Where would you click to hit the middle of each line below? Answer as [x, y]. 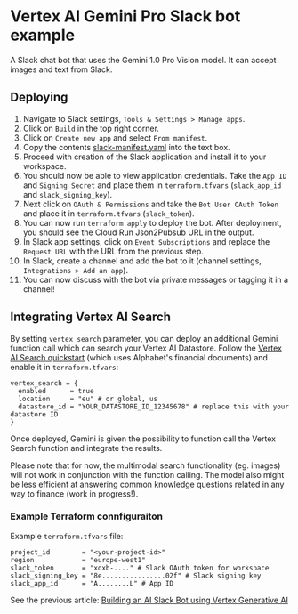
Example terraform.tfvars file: [67, 536]
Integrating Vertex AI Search [91, 317]
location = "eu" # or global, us [88, 399]
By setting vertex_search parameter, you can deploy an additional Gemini [144, 338]
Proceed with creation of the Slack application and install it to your [145, 157]
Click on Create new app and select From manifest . [115, 137]
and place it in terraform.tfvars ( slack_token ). [109, 213]
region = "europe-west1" [78, 560]
